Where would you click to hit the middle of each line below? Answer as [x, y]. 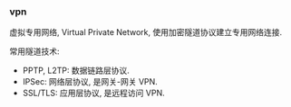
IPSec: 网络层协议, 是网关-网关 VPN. [90, 82]
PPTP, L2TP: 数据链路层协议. [76, 71]
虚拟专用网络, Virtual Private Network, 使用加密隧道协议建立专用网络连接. [146, 32]
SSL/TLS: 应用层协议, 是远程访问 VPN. [93, 93]
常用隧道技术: [35, 51]
